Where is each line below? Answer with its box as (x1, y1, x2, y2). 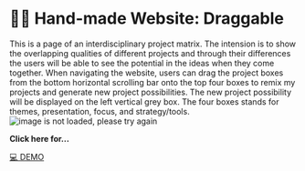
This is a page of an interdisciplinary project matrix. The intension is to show (9, 38, 297, 49)
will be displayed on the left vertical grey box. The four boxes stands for (9, 96, 279, 107)
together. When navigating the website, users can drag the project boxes (9, 67, 284, 78)
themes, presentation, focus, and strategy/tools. (9, 106, 190, 116)
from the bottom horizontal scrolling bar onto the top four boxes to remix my (9, 76, 296, 87)
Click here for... (9, 133, 70, 144)
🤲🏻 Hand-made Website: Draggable (9, 8, 285, 29)
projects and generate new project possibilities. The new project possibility (9, 86, 292, 97)
